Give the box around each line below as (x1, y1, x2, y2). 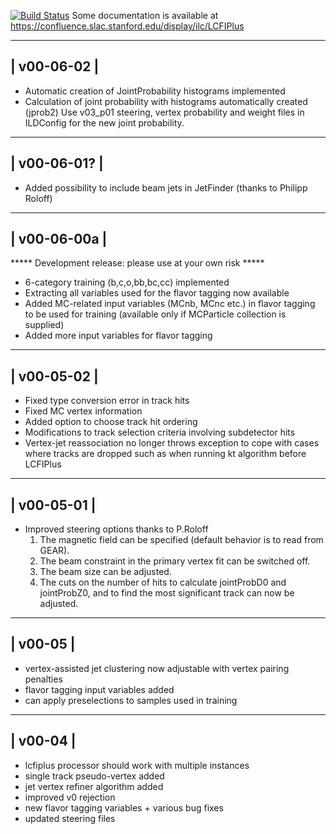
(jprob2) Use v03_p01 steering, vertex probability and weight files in (24, 106, 305, 118)
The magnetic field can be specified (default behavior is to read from (39, 534, 324, 546)
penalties (24, 673, 63, 685)
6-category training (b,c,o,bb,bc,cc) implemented (24, 276, 230, 289)
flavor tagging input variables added (24, 683, 175, 695)
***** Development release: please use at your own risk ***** (10, 257, 265, 269)
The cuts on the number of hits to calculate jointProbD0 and (39, 576, 287, 589)
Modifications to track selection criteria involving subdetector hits (24, 426, 296, 439)
